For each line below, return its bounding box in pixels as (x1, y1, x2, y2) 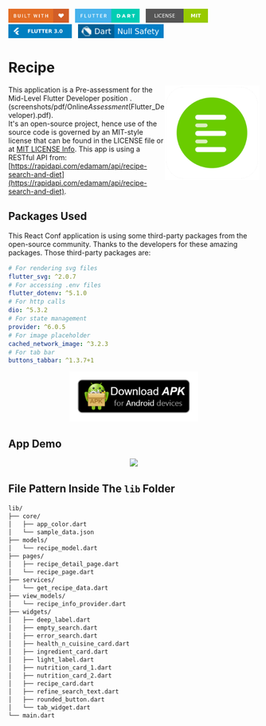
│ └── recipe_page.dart (8, 567, 94, 576)
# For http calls (8, 298, 66, 306)
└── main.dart (8, 711, 56, 720)
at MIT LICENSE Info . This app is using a (8, 144, 141, 154)
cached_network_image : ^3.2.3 (8, 339, 109, 347)
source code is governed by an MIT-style (8, 127, 143, 136)
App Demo (8, 437, 62, 450)
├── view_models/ (8, 591, 66, 600)
